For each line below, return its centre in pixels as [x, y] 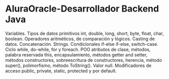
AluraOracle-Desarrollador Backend [82, 9]
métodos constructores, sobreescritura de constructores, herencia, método [84, 60]
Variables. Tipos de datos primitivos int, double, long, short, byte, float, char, [84, 33]
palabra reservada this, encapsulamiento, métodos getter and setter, [76, 55]
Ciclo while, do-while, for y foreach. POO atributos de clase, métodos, [78, 49]
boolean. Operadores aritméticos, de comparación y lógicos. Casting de [80, 39]
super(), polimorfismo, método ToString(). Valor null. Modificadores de [78, 65]
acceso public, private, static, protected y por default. [61, 70]
